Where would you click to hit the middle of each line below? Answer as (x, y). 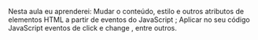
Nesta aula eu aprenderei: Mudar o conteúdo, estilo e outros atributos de (126, 11)
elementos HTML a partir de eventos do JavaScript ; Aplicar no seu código (129, 20)
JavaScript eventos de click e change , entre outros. (92, 28)
